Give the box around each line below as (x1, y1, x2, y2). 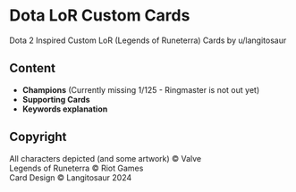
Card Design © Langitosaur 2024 (9, 171, 132, 183)
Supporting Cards (21, 94, 91, 104)
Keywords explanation (21, 104, 108, 114)
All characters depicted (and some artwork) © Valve (9, 153, 202, 163)
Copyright (9, 129, 67, 145)
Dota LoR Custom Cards (9, 5, 190, 26)
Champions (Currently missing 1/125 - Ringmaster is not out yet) (21, 84, 260, 95)
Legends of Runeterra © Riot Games (9, 163, 144, 173)
